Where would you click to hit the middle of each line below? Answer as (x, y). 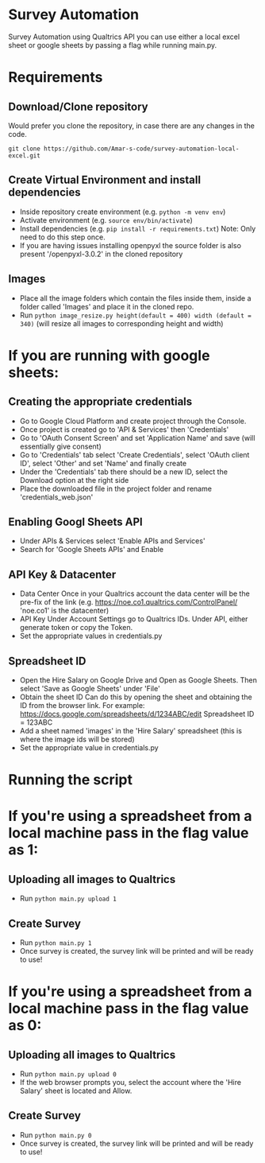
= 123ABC (36, 722)
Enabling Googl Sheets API (75, 521)
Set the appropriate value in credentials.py (89, 748)
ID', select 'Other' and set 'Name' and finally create (103, 463)
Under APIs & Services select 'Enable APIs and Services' (112, 541)
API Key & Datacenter (62, 574)
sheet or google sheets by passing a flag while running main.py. (113, 45)
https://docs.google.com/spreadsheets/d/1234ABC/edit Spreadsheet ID (137, 714)
